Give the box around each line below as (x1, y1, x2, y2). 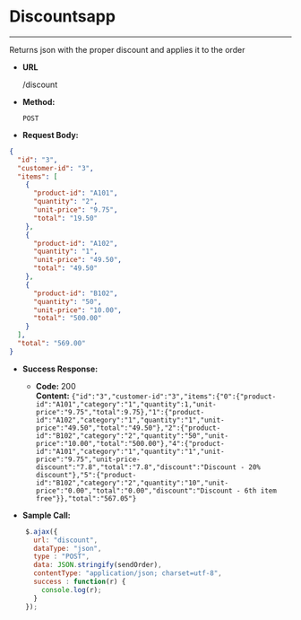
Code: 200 (35, 380, 76, 391)
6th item (244, 486, 278, 495)
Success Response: (21, 363, 99, 374)
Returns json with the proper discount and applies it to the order (9, 44, 245, 55)
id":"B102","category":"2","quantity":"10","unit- (35, 478, 229, 487)
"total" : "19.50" (32, 214, 99, 223)
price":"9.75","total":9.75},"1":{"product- (35, 407, 205, 416)
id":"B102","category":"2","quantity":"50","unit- (35, 431, 229, 441)
